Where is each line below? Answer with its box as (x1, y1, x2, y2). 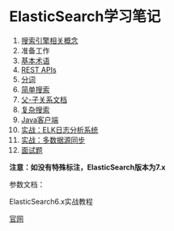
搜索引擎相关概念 (20, 36, 79, 45)
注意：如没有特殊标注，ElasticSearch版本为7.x (9, 162, 166, 172)
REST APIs (20, 65, 57, 74)
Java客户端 (20, 115, 59, 124)
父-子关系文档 (20, 94, 68, 104)
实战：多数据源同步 (20, 135, 86, 145)
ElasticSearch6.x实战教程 (9, 196, 94, 206)
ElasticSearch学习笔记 (9, 7, 161, 26)
